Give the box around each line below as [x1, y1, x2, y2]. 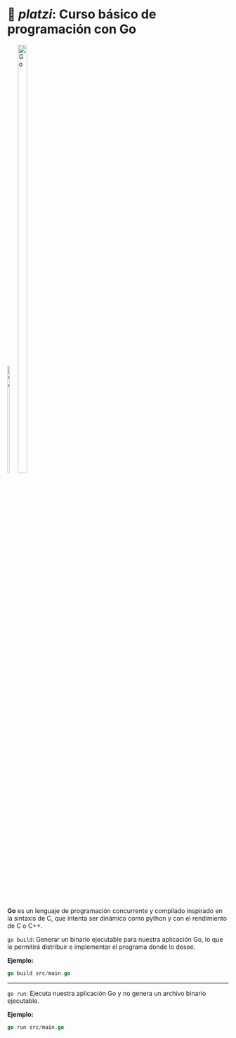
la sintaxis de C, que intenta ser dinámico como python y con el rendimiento [7, 914, 227, 922]
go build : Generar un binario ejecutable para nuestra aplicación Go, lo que [7, 935, 223, 943]
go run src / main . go [7, 1023, 65, 1031]
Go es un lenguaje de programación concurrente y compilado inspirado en [7, 906, 223, 915]
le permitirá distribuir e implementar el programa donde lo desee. [7, 942, 196, 951]
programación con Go [7, 21, 137, 37]
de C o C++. [7, 921, 43, 930]
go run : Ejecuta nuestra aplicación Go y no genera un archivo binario [7, 989, 206, 997]
